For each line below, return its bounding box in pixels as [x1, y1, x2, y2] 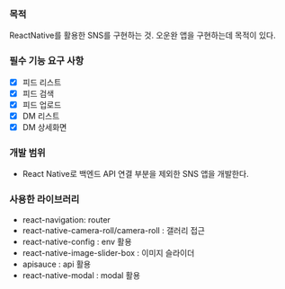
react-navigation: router [22, 214, 111, 225]
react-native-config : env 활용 [22, 236, 132, 247]
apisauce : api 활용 [22, 258, 92, 269]
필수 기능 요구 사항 [9, 55, 85, 67]
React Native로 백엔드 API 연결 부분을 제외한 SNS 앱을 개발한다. [22, 169, 249, 180]
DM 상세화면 [22, 121, 67, 132]
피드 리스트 [22, 76, 62, 87]
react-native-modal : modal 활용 [22, 269, 141, 280]
